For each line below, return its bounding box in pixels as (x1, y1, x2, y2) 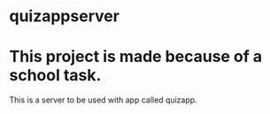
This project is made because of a (9, 47, 263, 67)
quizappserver (9, 6, 120, 27)
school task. (9, 65, 102, 86)
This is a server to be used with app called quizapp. (9, 95, 197, 105)
